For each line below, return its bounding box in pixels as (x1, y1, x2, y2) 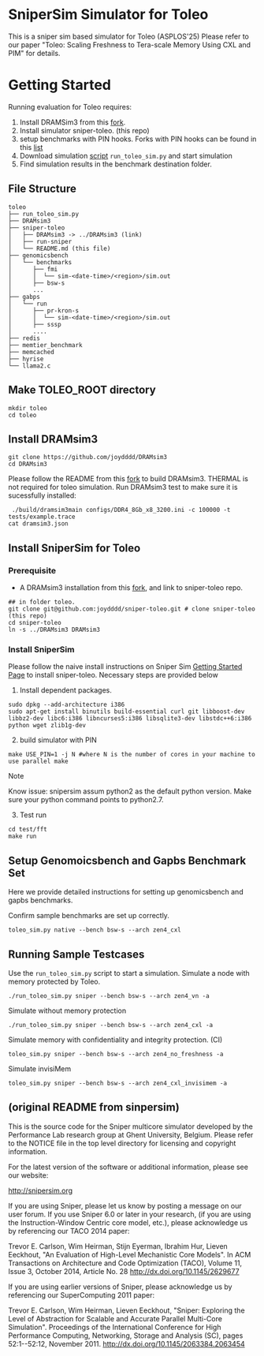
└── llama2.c (8, 361, 51, 370)
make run (8, 832, 37, 841)
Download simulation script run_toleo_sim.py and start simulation (19, 151, 232, 160)
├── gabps (8, 293, 41, 301)
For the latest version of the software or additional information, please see (8, 1162, 248, 1171)
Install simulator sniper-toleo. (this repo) (19, 125, 150, 135)
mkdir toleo (8, 404, 47, 412)
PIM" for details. (8, 48, 61, 58)
